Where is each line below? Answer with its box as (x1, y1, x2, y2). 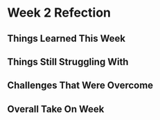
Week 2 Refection (7, 5, 112, 21)
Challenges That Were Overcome (7, 80, 154, 92)
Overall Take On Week (7, 103, 105, 115)
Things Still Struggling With (7, 55, 129, 67)
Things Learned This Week (7, 33, 126, 44)
